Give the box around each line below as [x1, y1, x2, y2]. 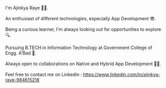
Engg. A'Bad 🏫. [5, 50, 37, 56]
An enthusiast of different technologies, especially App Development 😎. [5, 16, 156, 21]
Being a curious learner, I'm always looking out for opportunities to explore [5, 26, 161, 32]
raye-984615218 [5, 77, 40, 83]
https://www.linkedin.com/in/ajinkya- [83, 71, 160, 77]
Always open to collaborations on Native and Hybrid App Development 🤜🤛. [5, 61, 161, 67]
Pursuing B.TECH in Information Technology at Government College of [5, 45, 152, 51]
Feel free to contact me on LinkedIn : [5, 71, 82, 77]
